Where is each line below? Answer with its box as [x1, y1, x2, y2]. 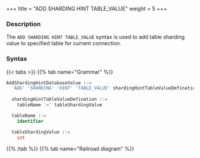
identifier [17, 118, 44, 124]
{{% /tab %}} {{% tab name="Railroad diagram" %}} [6, 145, 135, 153]
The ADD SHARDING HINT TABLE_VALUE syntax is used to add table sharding [6, 33, 185, 41]
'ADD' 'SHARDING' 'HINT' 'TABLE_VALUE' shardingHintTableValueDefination [11, 85, 198, 91]
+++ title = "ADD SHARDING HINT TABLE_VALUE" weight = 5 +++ [6, 5, 167, 12]
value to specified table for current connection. [6, 40, 122, 47]
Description [6, 20, 41, 28]
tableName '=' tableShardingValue [17, 102, 102, 108]
